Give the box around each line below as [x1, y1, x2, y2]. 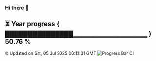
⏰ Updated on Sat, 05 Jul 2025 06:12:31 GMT [5, 50, 97, 56]
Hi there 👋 [5, 4, 29, 11]
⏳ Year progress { [5, 20, 60, 28]
